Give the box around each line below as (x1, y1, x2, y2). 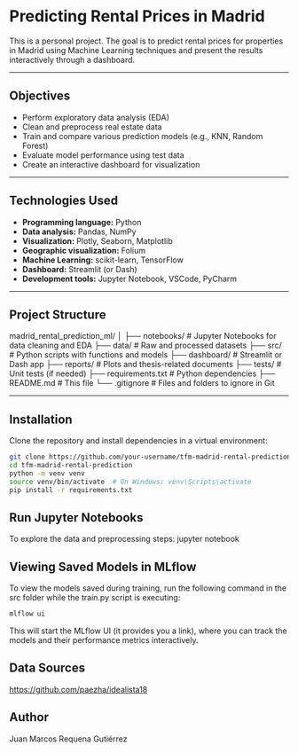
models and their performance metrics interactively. (9, 635, 199, 646)
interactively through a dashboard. (9, 54, 136, 65)
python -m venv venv (9, 468, 86, 478)
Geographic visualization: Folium (21, 245, 146, 255)
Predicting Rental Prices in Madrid (9, 6, 266, 27)
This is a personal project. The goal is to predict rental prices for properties (9, 35, 284, 46)
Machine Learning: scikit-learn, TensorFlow (21, 255, 184, 265)
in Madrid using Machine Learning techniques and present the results (9, 44, 263, 55)
